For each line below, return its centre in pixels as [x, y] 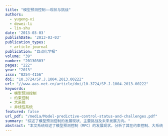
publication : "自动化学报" [31, 51]
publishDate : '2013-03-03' [33, 38]
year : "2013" [19, 70]
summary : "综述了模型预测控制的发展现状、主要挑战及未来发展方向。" [68, 121]
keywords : [15, 88]
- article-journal [29, 47]
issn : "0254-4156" [24, 75]
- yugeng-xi [22, 19]
